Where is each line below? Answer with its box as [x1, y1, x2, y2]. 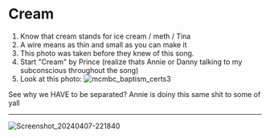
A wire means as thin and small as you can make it [19, 39, 187, 49]
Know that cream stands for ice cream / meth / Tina [19, 31, 191, 41]
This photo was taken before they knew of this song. [19, 48, 194, 58]
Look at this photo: [19, 74, 83, 83]
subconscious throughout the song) [19, 65, 139, 75]
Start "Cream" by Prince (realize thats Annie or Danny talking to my [19, 57, 243, 67]
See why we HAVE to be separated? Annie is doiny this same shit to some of [8, 89, 261, 99]
